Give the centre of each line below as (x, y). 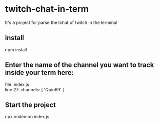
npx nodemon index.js (27, 117)
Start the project (30, 105)
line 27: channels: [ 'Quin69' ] (35, 89)
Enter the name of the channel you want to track (79, 65)
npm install (16, 49)
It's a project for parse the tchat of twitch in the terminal (61, 22)
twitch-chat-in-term (47, 9)
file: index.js (17, 84)
